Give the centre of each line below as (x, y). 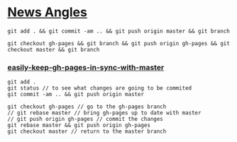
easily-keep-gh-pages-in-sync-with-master (86, 67)
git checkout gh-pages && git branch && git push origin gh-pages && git (119, 43)
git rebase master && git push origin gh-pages (79, 125)
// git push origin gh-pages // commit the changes (85, 119)
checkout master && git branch (54, 49)
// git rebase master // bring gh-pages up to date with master (104, 113)
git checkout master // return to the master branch (87, 131)
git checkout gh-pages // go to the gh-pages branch (87, 107)
